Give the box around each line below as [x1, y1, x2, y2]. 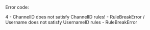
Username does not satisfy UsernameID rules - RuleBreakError [5, 19, 138, 25]
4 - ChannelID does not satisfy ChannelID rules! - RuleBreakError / [5, 14, 145, 19]
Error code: [5, 4, 29, 10]
